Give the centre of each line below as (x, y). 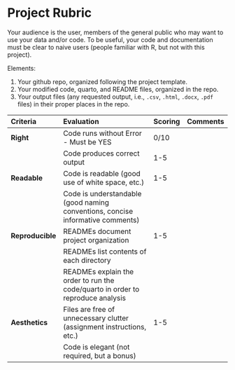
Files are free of (89, 309)
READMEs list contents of (105, 252)
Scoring (167, 121)
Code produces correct (101, 153)
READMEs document (97, 231)
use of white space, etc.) (104, 182)
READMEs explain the (98, 271)
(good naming (86, 203)
